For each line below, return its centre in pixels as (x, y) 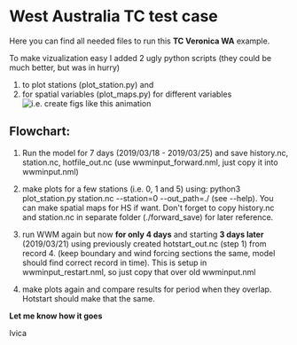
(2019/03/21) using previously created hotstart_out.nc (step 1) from (144, 243)
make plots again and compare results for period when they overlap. (147, 289)
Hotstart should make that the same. (88, 298)
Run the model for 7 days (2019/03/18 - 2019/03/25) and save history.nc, (155, 153)
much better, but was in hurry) (65, 67)
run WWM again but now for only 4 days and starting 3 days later (143, 234)
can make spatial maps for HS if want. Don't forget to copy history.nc (148, 208)
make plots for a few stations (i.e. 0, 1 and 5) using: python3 (131, 189)
